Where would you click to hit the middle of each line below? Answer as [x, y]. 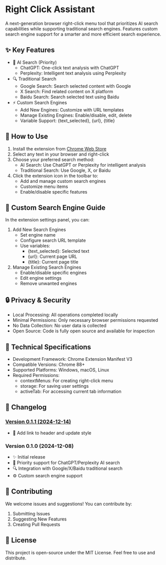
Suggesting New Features [39, 519]
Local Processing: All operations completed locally [65, 315]
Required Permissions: [36, 375]
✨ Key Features [30, 50]
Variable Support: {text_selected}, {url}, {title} [68, 121]
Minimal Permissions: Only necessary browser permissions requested [85, 320]
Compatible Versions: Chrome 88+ [49, 364]
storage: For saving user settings [54, 386]
